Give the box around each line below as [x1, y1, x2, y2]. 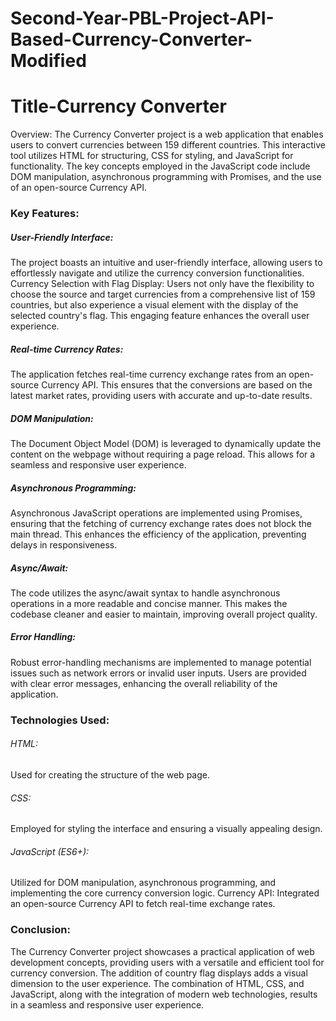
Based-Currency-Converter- [10, 28, 253, 51]
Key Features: [10, 207, 80, 221]
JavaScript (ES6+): [10, 845, 90, 857]
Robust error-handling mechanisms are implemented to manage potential [10, 656, 312, 668]
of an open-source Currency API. [10, 182, 148, 194]
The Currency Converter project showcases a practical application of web [10, 945, 315, 957]
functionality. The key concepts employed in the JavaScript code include [10, 160, 311, 172]
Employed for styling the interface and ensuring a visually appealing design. [10, 823, 323, 835]
